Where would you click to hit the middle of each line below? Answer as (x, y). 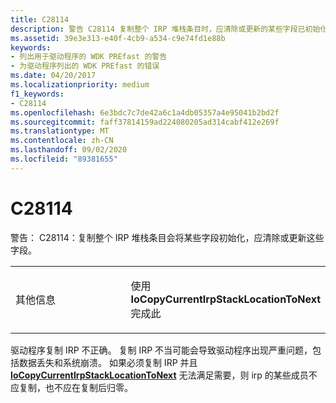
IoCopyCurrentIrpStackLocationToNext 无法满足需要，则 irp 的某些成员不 (164, 375)
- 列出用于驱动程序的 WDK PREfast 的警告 (89, 57)
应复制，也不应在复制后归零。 (71, 387)
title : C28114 (40, 19)
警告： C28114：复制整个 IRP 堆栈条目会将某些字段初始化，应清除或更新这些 (167, 237)
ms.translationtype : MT (60, 131)
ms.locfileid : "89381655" (64, 159)
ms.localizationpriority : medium (80, 85)
